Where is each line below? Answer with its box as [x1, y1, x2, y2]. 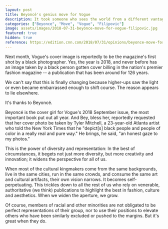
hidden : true [5, 35, 32, 40]
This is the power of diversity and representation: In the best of [5, 145, 135, 151]
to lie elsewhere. [5, 89, 39, 95]
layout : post [5, 7, 32, 12]
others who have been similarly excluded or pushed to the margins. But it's [5, 212, 159, 218]
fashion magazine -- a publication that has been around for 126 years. [5, 69, 149, 75]
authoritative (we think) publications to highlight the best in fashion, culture [5, 187, 160, 193]
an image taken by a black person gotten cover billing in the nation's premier [5, 64, 163, 70]
